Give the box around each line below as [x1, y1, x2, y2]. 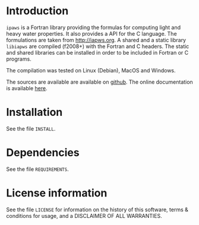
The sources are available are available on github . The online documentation [6, 78, 193, 85]
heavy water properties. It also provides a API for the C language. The [6, 30, 177, 37]
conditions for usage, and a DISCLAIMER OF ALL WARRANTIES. [6, 212, 162, 219]
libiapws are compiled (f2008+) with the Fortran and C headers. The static [6, 43, 189, 50]
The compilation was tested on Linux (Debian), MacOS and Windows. [6, 66, 176, 74]
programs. [6, 55, 31, 62]
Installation [6, 106, 63, 119]
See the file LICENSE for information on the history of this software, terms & [6, 206, 189, 213]
